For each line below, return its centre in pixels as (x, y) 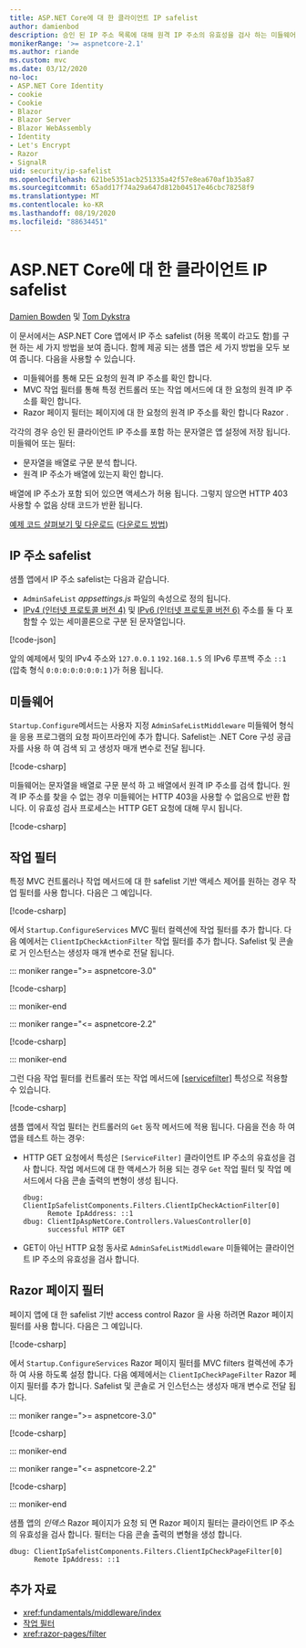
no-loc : (24, 78)
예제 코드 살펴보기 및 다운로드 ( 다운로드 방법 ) (89, 524)
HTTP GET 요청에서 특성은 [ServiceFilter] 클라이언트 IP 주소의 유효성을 (154, 1157)
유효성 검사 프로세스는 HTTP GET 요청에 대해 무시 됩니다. (140, 808)
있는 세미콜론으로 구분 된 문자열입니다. (118, 621)
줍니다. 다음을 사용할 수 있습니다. (77, 358)
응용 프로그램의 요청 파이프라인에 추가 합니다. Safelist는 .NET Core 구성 (147, 737)
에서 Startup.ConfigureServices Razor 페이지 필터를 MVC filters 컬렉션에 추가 (152, 1363)
